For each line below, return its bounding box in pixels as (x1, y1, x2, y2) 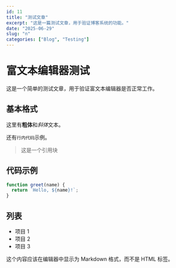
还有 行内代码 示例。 (6, 134, 51, 141)
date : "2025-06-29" (6, 25, 55, 32)
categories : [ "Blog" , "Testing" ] (6, 36, 89, 42)
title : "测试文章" (6, 14, 49, 20)
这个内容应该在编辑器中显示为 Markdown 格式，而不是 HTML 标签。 (6, 255, 174, 263)
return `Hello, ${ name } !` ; (11, 187, 79, 193)
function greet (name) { (6, 181, 66, 188)
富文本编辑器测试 (6, 64, 91, 78)
